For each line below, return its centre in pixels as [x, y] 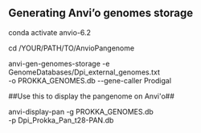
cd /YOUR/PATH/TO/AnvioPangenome [72, 48]
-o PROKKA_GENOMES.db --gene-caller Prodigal [90, 80]
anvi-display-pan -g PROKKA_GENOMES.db [81, 111]
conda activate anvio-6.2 [49, 32]
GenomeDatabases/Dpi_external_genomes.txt [84, 72]
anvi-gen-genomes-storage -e [59, 63]
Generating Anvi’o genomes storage [101, 13]
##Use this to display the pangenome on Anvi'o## [92, 96]
